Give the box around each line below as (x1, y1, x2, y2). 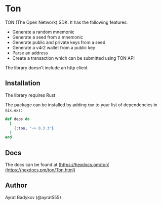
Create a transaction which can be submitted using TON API (12, 55, 135, 61)
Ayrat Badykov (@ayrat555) (5, 194, 62, 200)
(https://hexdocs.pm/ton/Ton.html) (5, 166, 76, 173)
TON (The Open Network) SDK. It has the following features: (5, 19, 128, 25)
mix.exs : (5, 107, 22, 113)
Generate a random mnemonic (12, 29, 75, 35)
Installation (5, 79, 40, 87)
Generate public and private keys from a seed (12, 39, 106, 45)
